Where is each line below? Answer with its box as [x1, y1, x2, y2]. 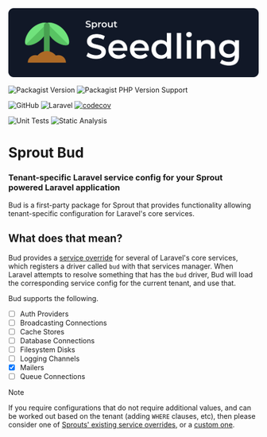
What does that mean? [8, 232, 123, 246]
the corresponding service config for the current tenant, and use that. [8, 278, 236, 288]
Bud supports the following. [8, 293, 99, 303]
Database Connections [19, 335, 95, 345]
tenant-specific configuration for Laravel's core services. [8, 208, 195, 218]
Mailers [19, 362, 44, 372]
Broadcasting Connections [19, 318, 107, 327]
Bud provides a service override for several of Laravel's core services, [8, 253, 238, 262]
